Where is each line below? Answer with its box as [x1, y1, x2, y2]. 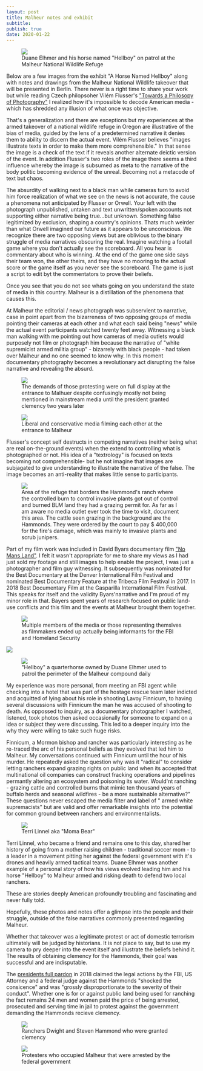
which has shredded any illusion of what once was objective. [6, 105, 159, 112]
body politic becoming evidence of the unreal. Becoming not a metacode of [6, 168, 195, 176]
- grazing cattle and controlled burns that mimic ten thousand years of [6, 784, 182, 791]
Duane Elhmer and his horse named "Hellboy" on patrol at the [21, 54, 176, 61]
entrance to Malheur [21, 427, 73, 434]
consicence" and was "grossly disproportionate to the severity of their [6, 983, 182, 991]
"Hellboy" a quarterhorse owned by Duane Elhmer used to [21, 664, 167, 671]
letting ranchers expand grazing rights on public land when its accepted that [6, 765, 197, 772]
